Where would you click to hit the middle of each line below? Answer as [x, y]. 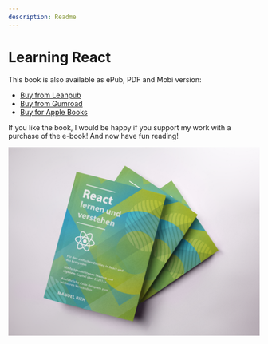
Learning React [60, 57]
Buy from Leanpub [50, 95]
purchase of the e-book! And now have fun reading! [94, 136]
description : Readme [43, 17]
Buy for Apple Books [53, 112]
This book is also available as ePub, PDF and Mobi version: [105, 79]
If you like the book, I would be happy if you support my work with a [120, 127]
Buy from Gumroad [51, 103]
